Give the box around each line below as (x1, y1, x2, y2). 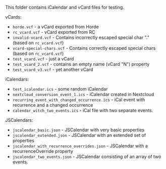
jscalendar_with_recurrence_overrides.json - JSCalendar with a (12, 143, 148, 149)
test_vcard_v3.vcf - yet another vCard (12, 66, 93, 72)
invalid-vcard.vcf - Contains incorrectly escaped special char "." (12, 35, 150, 40)
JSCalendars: (5, 117, 34, 123)
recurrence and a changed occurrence (12, 102, 93, 108)
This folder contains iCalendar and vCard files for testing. (5, 5, 125, 10)
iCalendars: (5, 76, 29, 82)
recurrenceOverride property (12, 148, 73, 154)
